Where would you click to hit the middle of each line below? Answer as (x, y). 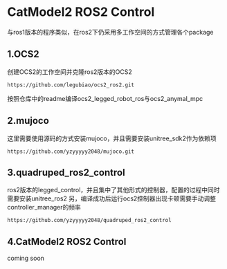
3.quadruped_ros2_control (66, 173)
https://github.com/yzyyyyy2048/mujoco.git (71, 151)
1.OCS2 (23, 54)
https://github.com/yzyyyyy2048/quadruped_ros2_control (89, 221)
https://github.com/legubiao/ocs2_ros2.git (71, 85)
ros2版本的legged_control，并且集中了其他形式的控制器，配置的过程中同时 (113, 190)
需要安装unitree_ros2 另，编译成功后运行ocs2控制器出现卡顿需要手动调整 (112, 198)
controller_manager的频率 (44, 207)
